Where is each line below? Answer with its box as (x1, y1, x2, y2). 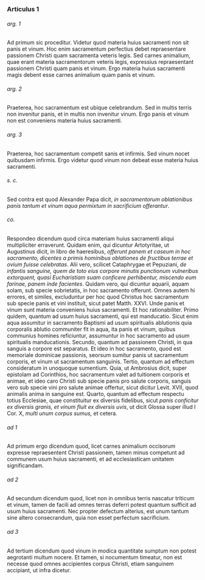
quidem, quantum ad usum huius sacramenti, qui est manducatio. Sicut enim (7, 313, 199, 320)
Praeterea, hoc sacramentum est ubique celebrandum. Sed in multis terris (7, 104, 192, 111)
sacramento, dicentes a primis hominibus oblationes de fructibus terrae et (7, 254, 193, 261)
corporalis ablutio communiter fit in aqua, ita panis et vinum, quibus (7, 325, 176, 333)
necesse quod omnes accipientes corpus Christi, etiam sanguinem (7, 560, 174, 567)
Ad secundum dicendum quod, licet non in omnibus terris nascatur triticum (7, 495, 195, 502)
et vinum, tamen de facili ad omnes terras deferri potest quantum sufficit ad (7, 501, 196, 509)
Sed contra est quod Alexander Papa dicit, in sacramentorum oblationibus (7, 196, 193, 203)
